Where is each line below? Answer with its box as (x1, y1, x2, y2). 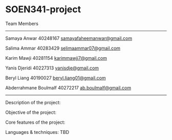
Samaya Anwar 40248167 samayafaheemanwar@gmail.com (5, 35, 132, 41)
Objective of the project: (5, 109, 57, 115)
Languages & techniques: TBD (5, 129, 70, 135)
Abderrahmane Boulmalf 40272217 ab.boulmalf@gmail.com (5, 84, 132, 90)
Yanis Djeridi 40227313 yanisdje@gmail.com (5, 65, 99, 71)
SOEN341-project (5, 4, 81, 15)
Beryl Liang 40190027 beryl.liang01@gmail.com (5, 75, 106, 81)
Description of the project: (5, 99, 61, 105)
